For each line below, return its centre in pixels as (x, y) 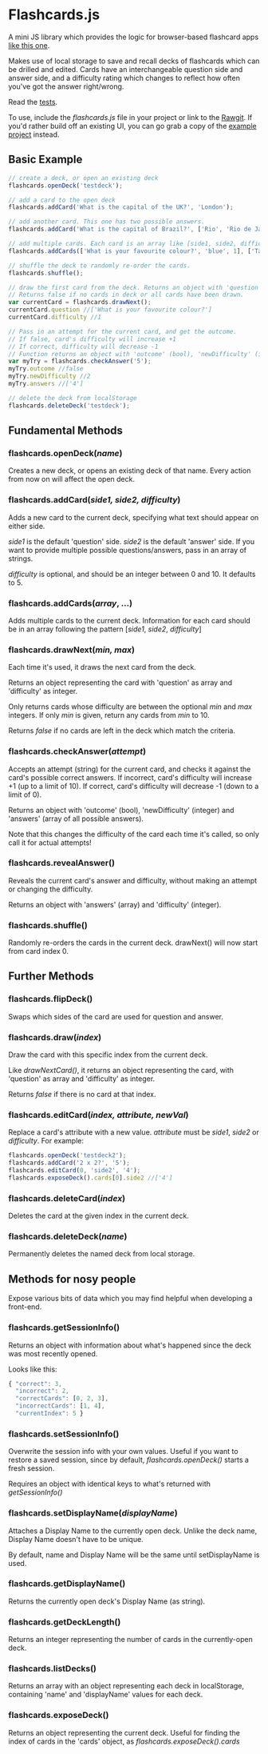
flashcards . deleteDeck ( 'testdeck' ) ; (69, 406)
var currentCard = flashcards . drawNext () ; (80, 302)
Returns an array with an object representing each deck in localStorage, (126, 1686)
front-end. (25, 1307)
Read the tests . (33, 102)
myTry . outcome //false (46, 369)
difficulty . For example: (46, 1141)
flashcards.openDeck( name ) (65, 453)
